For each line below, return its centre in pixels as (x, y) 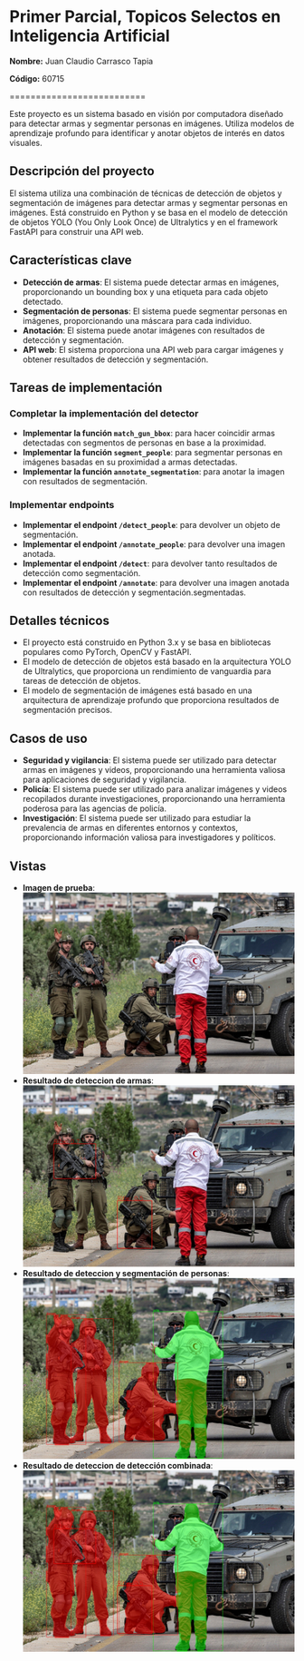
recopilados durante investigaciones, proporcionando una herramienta (154, 799)
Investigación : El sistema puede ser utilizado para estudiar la (137, 818)
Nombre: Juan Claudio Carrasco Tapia (81, 61)
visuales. (26, 142)
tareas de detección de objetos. (82, 681)
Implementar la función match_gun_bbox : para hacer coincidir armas (149, 434)
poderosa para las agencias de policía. (95, 808)
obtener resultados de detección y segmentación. (115, 359)
